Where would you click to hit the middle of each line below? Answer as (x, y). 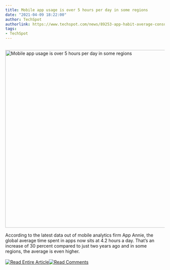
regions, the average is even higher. (42, 251)
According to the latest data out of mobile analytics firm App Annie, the (79, 235)
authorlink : (18, 24)
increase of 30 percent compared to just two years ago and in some (76, 246)
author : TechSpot (24, 19)
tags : (11, 29)
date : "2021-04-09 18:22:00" (36, 15)
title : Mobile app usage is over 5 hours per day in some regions (77, 10)
